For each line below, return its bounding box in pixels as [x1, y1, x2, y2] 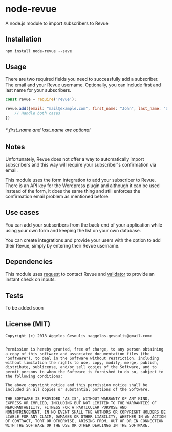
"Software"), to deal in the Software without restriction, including [5, 356, 159, 361]
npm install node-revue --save [5, 48, 72, 54]
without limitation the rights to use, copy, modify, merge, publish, [5, 360, 159, 365]
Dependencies [5, 257, 53, 266]
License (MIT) [5, 320, 51, 328]
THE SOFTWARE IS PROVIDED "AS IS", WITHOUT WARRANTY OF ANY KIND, [5, 396, 150, 401]
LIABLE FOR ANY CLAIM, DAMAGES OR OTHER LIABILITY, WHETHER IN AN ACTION [5, 414, 166, 419]
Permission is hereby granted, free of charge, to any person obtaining [5, 346, 164, 352]
